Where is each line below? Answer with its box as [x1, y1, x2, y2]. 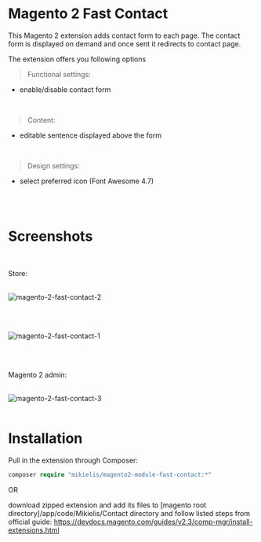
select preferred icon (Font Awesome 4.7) [19, 176, 154, 186]
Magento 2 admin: [8, 370, 67, 379]
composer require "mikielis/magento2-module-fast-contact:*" [8, 470, 212, 478]
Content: [27, 115, 56, 124]
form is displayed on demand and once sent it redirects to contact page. [8, 39, 241, 48]
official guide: [8, 517, 53, 526]
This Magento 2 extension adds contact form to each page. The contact [8, 31, 241, 40]
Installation [8, 430, 83, 448]
